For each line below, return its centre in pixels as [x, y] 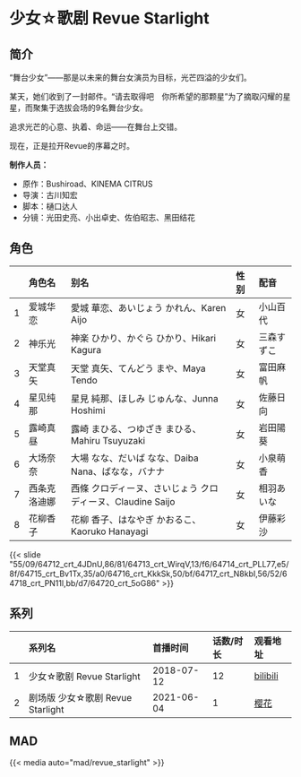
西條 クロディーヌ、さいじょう [134, 488]
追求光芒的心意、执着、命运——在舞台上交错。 [95, 127]
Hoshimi [88, 410]
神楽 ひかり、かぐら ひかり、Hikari [143, 338]
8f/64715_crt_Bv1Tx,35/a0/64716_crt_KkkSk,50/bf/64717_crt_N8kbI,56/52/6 [148, 574]
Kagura [86, 350]
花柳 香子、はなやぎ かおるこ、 [136, 519]
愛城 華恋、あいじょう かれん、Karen [148, 307]
